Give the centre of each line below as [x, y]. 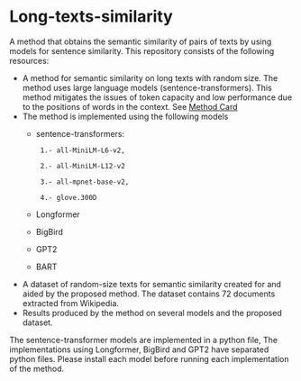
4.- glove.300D [68, 197]
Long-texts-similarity [91, 17]
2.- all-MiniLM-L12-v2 [83, 166]
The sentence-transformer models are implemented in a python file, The [143, 340]
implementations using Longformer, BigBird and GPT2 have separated [139, 349]
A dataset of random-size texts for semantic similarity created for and [152, 284]
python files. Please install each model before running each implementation [149, 358]
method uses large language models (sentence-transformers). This [147, 87]
